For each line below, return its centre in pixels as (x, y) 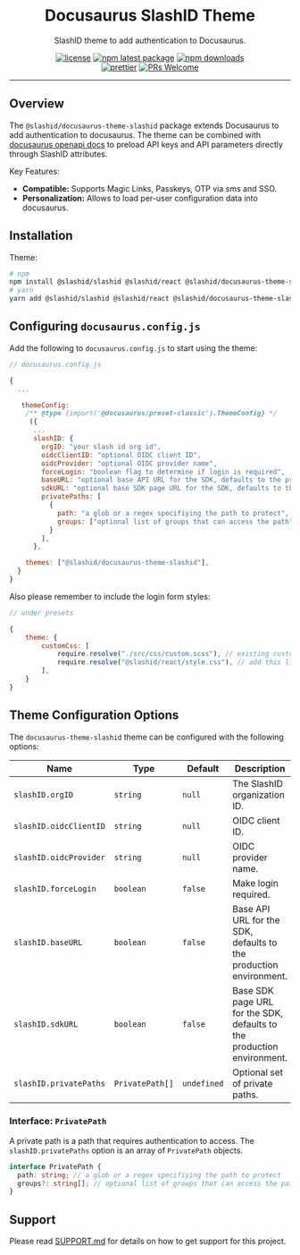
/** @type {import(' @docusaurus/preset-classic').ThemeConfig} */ (151, 414)
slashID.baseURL (48, 942)
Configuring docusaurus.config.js (105, 326)
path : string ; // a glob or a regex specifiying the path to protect (149, 1175)
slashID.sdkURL (46, 1024)
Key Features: (34, 171)
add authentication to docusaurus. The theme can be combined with (135, 134)
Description (260, 768)
